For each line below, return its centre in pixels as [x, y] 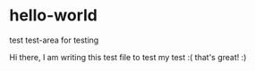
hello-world [54, 16]
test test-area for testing [54, 40]
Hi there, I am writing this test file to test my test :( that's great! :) [128, 57]
